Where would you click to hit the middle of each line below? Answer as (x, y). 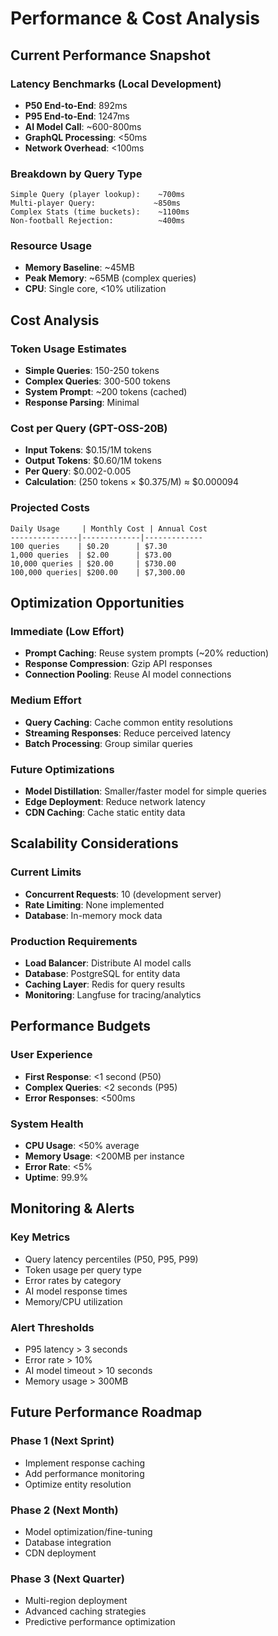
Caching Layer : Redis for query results (105, 984)
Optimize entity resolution (78, 1484)
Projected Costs (50, 508)
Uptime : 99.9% (56, 1177)
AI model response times (76, 1291)
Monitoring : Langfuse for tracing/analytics (113, 995)
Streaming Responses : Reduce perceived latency (128, 733)
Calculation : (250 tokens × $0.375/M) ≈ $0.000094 (132, 482)
